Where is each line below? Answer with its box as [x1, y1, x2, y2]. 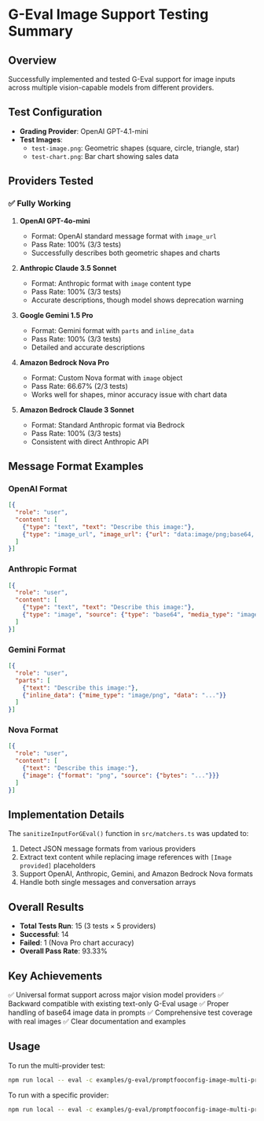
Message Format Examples [8, 459, 144, 473]
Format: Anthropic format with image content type [31, 278, 192, 288]
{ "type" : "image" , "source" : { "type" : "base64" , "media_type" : [22, 611, 234, 619]
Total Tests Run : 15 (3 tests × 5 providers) [19, 921, 156, 930]
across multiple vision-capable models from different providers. [8, 83, 214, 92]
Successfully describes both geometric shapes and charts [31, 248, 221, 257]
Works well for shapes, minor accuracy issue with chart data [31, 390, 228, 399]
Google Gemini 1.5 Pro [19, 310, 93, 320]
